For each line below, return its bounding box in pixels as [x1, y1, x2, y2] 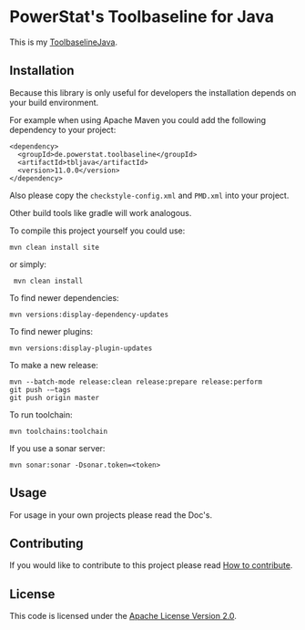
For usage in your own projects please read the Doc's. [9, 509, 212, 521]
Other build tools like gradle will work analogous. [9, 207, 192, 218]
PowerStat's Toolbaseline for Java [9, 6, 275, 27]
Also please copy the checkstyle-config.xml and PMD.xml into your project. [9, 190, 290, 201]
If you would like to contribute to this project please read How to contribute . [9, 560, 293, 571]
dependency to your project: [9, 124, 117, 135]
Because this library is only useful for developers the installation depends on [9, 87, 297, 98]
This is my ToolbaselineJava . [9, 36, 118, 47]
